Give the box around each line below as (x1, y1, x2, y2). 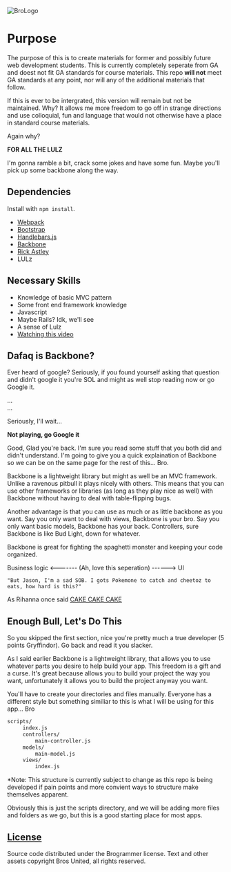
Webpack (17, 218, 45, 226)
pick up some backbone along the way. (7, 166, 119, 174)
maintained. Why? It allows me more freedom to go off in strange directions (7, 104, 222, 112)
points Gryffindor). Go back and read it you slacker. (7, 641, 153, 650)
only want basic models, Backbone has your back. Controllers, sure (7, 523, 199, 531)
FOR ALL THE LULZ (7, 145, 63, 154)
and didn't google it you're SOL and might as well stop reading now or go (7, 376, 215, 384)
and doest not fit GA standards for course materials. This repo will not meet (7, 68, 222, 76)
